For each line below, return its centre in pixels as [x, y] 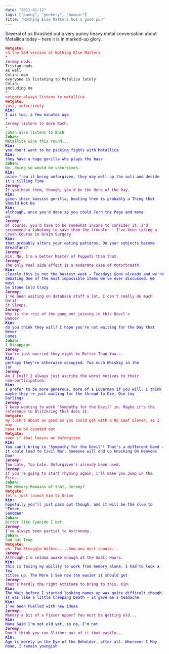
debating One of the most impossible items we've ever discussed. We [80, 279]
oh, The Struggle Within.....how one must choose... [62, 549]
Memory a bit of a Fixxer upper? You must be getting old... [71, 616]
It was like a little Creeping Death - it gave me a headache [72, 598]
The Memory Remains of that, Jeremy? [45, 487]
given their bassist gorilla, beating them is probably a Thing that [80, 199]
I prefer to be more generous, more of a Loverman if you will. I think [83, 390]
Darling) [14, 398]
